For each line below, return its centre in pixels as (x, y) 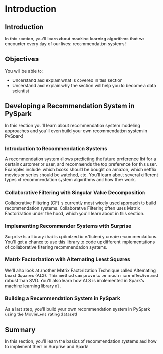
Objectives (22, 59)
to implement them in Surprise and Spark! (47, 346)
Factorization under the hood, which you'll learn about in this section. (75, 214)
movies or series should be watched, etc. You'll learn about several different (81, 175)
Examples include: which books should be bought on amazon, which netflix (81, 169)
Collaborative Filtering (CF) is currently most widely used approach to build (81, 203)
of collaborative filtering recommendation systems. (56, 247)
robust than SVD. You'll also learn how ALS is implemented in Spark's (75, 280)
